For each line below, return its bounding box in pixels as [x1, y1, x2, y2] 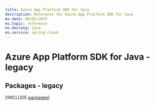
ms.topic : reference [5, 21, 48, 26]
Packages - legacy [5, 81, 63, 90]
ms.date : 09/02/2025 [5, 16, 48, 21]
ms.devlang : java [5, 26, 41, 31]
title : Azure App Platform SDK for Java [5, 7, 90, 12]
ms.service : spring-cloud [5, 30, 58, 35]
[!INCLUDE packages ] [5, 95, 50, 100]
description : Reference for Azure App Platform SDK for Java [5, 12, 134, 17]
